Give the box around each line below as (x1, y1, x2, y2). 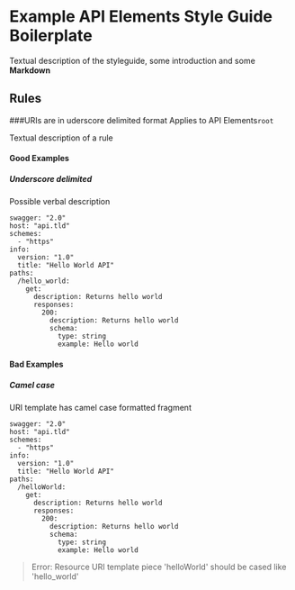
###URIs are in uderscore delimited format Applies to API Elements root (9, 114, 274, 125)
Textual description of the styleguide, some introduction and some (9, 55, 256, 66)
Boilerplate (9, 25, 93, 46)
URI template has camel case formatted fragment (9, 402, 192, 413)
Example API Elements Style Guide (9, 6, 273, 27)
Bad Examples (9, 359, 64, 369)
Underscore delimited (9, 173, 93, 184)
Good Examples (9, 153, 70, 164)
